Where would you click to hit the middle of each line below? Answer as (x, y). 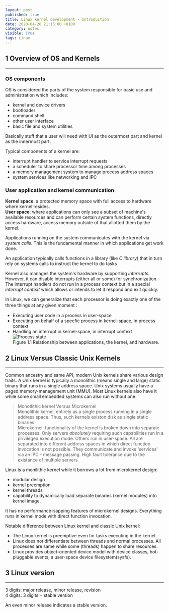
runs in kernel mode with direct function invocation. (59, 516)
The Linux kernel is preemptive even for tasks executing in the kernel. (84, 536)
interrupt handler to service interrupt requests (60, 161)
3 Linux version (30, 573)
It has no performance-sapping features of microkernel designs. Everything (83, 511)
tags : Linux (18, 38)
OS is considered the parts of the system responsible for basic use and (79, 89)
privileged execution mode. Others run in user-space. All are (80, 439)
